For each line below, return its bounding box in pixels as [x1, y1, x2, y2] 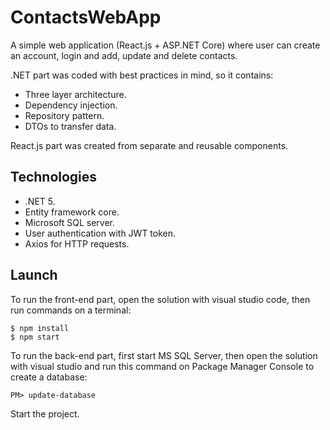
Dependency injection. [24, 99, 118, 111]
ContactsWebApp [10, 6, 162, 29]
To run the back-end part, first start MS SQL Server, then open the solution [10, 349, 318, 361]
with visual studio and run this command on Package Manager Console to [10, 360, 315, 372]
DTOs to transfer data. [24, 120, 117, 132]
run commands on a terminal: [10, 304, 132, 316]
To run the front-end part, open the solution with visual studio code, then [10, 293, 311, 305]
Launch [10, 267, 58, 284]
